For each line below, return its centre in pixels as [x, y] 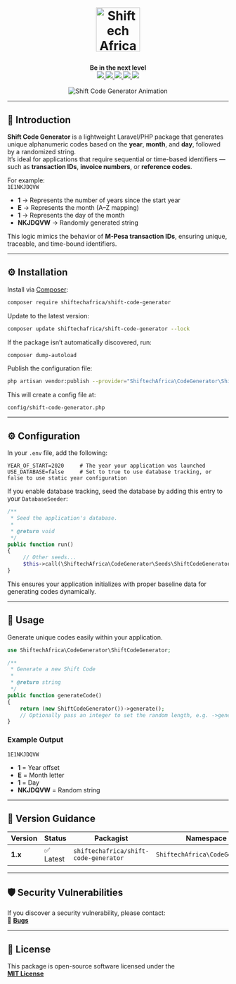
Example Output [35, 740]
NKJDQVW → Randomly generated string [78, 223]
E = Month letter [41, 775]
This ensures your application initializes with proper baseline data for [107, 584]
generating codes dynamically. [52, 591]
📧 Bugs [18, 921]
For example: [26, 180]
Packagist [111, 838]
